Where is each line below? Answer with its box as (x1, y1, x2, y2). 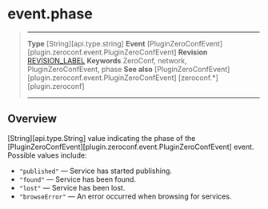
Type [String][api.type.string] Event (26, 38, 146, 48)
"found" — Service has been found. (18, 174, 137, 184)
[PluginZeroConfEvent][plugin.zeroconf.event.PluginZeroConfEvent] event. (7, 142, 254, 151)
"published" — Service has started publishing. (18, 166, 173, 175)
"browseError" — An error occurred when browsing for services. (18, 191, 232, 201)
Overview (7, 112, 58, 126)
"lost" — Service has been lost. (18, 183, 126, 192)
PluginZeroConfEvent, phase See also (26, 64, 153, 74)
